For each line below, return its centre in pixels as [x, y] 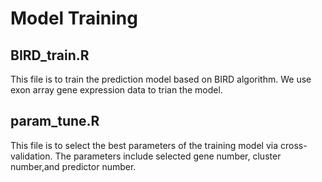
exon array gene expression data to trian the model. [116, 90]
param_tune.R [55, 121]
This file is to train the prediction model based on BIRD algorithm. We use [161, 79]
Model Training [74, 18]
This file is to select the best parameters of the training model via [144, 145]
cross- [293, 145]
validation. [31, 156]
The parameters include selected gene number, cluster [168, 156]
